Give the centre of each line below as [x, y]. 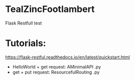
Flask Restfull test [23, 23]
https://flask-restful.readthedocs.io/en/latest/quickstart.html [67, 57]
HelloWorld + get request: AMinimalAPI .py [57, 66]
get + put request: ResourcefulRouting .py [56, 72]
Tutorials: [26, 43]
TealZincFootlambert [50, 9]
